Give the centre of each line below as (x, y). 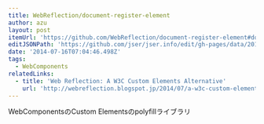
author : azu (27, 23)
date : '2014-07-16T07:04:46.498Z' (65, 52)
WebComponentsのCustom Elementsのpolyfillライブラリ (99, 111)
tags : (17, 60)
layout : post (29, 30)
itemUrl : (22, 37)
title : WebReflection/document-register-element (89, 15)
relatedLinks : (31, 74)
